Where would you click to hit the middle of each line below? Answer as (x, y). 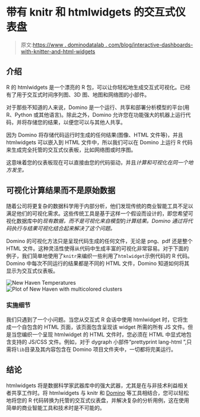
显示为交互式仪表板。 (32, 270)
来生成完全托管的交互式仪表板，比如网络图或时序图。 (71, 150)
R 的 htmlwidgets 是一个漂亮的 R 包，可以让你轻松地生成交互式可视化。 (93, 87)
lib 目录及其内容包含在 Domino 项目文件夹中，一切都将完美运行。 (97, 349)
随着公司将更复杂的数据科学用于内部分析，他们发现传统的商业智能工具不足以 (100, 206)
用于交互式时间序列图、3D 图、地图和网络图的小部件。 (83, 94)
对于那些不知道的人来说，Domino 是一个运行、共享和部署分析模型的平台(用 (98, 107)
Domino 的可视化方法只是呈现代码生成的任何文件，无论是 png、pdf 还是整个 (99, 241)
